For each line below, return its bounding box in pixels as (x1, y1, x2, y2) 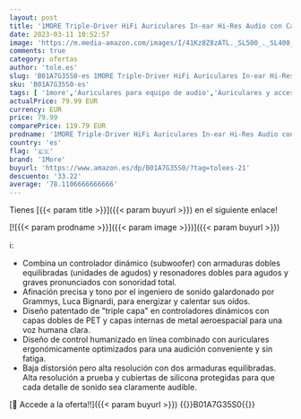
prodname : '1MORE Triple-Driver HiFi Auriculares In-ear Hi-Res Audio (9, 130, 279, 139)
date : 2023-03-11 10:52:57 (9, 30, 110, 39)
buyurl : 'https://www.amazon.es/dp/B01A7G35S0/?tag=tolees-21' (9, 163, 251, 172)
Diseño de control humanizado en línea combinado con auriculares (21, 334, 270, 345)
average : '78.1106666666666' (9, 180, 118, 189)
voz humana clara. (21, 325, 91, 336)
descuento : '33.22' (9, 171, 82, 180)
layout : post (9, 13, 58, 22)
